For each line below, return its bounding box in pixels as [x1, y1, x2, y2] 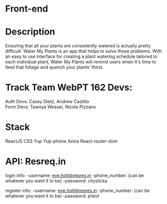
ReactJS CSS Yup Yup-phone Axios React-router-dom [5, 138, 118, 144]
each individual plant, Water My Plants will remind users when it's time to [5, 59, 156, 65]
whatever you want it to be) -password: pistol [5, 192, 100, 199]
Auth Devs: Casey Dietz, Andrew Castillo [5, 99, 90, 105]
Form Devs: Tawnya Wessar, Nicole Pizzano [5, 104, 97, 110]
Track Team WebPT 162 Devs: [5, 82, 132, 93]
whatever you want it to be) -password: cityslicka [5, 177, 108, 184]
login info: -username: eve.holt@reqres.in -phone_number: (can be [5, 172, 144, 178]
